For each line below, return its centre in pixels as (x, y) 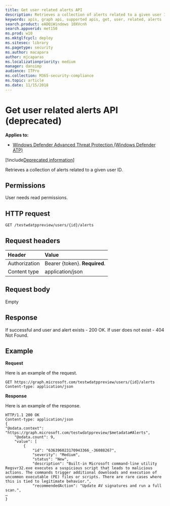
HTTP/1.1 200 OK (22, 415)
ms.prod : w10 (19, 33)
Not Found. (17, 335)
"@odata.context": (25, 428)
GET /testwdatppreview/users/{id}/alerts (50, 225)
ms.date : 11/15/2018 (27, 85)
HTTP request (28, 214)
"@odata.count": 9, (35, 437)
